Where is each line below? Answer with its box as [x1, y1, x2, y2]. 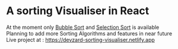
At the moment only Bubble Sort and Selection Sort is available [6, 24, 160, 31]
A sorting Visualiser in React [6, 4, 150, 18]
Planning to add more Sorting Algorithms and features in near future [6, 30, 173, 37]
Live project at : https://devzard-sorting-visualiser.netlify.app [6, 36, 155, 43]
